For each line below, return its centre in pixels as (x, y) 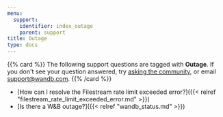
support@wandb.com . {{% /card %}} (60, 79)
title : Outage (27, 39)
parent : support (43, 32)
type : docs (23, 45)
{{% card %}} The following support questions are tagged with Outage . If (110, 64)
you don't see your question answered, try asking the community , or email (112, 71)
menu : (15, 13)
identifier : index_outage (56, 26)
